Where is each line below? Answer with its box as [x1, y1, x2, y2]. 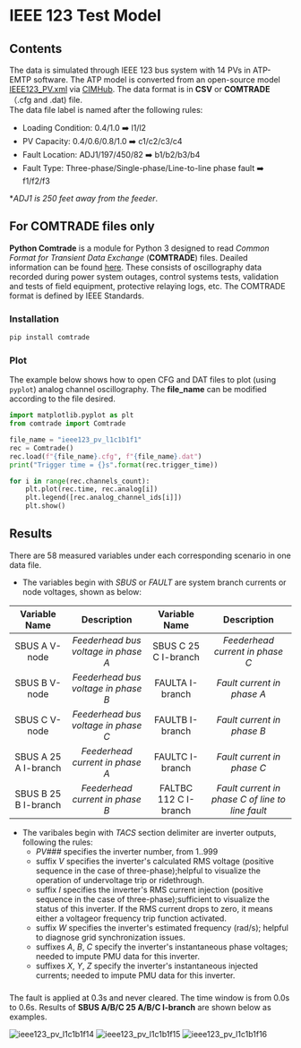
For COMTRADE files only [9, 219, 155, 234]
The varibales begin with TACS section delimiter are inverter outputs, [21, 827, 277, 838]
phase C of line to [211, 793, 287, 805]
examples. [9, 1011, 47, 1022]
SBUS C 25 [151, 640, 200, 652]
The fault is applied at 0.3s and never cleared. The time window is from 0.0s [9, 992, 290, 1003]
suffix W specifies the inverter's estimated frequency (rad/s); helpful [35, 922, 289, 932]
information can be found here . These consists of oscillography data [9, 262, 262, 272]
